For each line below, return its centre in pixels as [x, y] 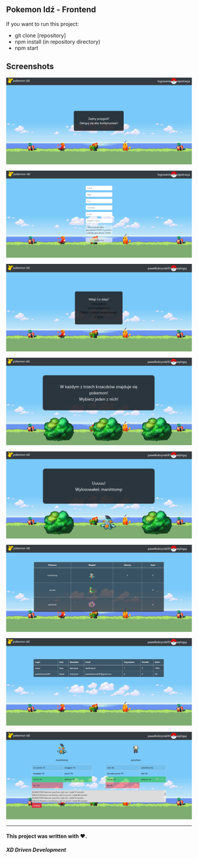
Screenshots [30, 66]
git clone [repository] [40, 35]
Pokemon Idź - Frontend [51, 10]
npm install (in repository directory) [57, 41]
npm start [26, 48]
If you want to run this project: [43, 24]
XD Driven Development [36, 850]
